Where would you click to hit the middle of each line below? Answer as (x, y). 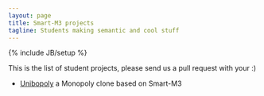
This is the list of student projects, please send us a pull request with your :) (132, 68)
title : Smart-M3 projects (51, 23)
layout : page (30, 15)
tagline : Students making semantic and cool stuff (94, 30)
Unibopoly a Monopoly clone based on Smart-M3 (101, 83)
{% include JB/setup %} (48, 53)
